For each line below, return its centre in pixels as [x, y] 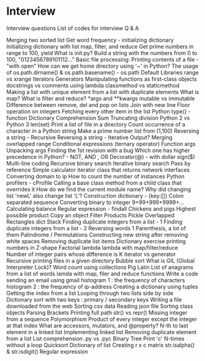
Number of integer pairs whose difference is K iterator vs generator [91, 254]
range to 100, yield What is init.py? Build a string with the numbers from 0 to [102, 53]
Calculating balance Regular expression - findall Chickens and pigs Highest [101, 208]
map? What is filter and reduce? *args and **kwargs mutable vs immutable [101, 98]
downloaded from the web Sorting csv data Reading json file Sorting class [100, 306]
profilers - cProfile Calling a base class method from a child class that [94, 183]
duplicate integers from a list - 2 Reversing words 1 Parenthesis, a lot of [96, 228]
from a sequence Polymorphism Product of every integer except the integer [102, 319]
